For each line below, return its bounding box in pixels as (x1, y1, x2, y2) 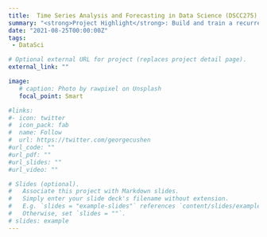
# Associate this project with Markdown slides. (8, 188, 180, 196)
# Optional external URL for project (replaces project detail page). (8, 56, 247, 64)
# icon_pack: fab (8, 121, 69, 130)
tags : (8, 33, 26, 42)
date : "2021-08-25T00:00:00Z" (8, 26, 109, 34)
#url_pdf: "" (8, 150, 52, 159)
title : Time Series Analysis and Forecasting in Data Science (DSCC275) (8, 11, 258, 20)
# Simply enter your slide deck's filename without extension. (8, 195, 229, 203)
